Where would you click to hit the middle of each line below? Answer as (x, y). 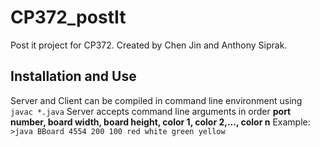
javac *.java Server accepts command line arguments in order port (151, 111)
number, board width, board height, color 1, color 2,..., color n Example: (160, 122)
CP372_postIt (68, 17)
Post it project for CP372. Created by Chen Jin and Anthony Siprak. (149, 45)
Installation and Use (73, 76)
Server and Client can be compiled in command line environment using (156, 100)
